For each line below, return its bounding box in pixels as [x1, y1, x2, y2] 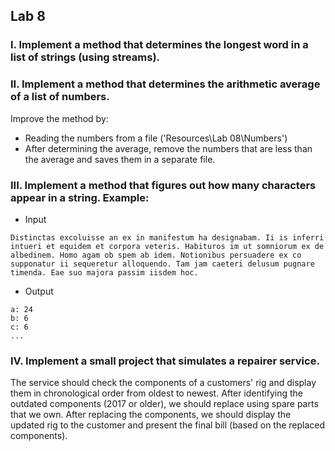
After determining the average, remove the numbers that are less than [24, 142, 313, 154]
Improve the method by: [10, 112, 109, 124]
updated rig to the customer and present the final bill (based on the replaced [10, 419, 326, 431]
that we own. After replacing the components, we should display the [10, 409, 292, 421]
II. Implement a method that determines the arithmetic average [10, 77, 321, 91]
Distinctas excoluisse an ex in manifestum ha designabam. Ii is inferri [10, 232, 325, 243]
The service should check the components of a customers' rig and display [10, 377, 317, 389]
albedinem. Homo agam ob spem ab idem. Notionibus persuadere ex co [10, 250, 302, 260]
